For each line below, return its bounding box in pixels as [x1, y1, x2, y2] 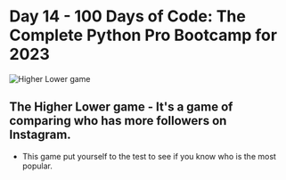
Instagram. [9, 127, 71, 143]
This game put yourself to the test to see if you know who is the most [21, 151, 276, 161]
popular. [21, 160, 53, 171]
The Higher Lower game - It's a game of [9, 100, 233, 115]
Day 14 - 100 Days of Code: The [9, 6, 247, 27]
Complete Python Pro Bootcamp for [9, 25, 278, 45]
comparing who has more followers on [9, 113, 227, 128]
